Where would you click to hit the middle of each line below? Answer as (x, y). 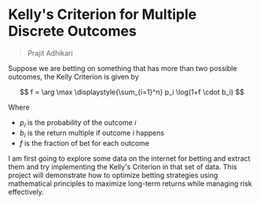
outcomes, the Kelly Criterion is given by (73, 76)
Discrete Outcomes (73, 31)
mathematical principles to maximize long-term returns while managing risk (130, 184)
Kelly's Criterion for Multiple (103, 15)
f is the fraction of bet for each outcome (84, 143)
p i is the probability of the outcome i (78, 123)
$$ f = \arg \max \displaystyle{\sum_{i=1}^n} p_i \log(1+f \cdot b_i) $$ (132, 91)
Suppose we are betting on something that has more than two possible (123, 68)
